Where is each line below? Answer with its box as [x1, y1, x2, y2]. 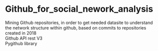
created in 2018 [5, 30, 37, 36]
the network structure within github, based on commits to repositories [5, 25, 146, 30]
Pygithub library [5, 40, 38, 46]
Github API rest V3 [5, 35, 43, 41]
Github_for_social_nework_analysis [5, 3, 154, 15]
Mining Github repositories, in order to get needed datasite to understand [5, 20, 153, 25]
